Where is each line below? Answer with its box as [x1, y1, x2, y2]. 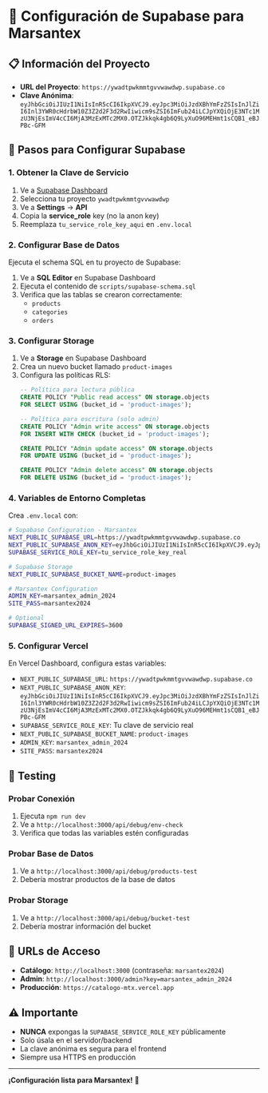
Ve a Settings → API [19, 202, 88, 212]
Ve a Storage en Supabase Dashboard [19, 353, 147, 363]
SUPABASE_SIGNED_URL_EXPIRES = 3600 [8, 622, 124, 630]
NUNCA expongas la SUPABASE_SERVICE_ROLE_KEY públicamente [19, 1027, 226, 1037]
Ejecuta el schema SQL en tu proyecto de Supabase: [8, 257, 181, 267]
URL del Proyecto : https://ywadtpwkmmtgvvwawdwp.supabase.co [19, 82, 226, 91]
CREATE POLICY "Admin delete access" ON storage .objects [19, 467, 214, 475]
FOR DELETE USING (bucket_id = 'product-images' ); [19, 474, 192, 482]
